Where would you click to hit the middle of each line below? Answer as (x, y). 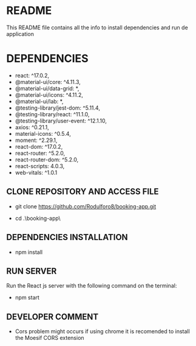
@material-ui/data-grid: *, (47, 88)
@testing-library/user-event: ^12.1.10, (61, 121)
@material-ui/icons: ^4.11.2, (49, 94)
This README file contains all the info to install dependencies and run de (97, 27)
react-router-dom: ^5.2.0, (47, 160)
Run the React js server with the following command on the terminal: (92, 286)
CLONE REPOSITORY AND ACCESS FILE (83, 192)
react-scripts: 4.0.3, (40, 166)
